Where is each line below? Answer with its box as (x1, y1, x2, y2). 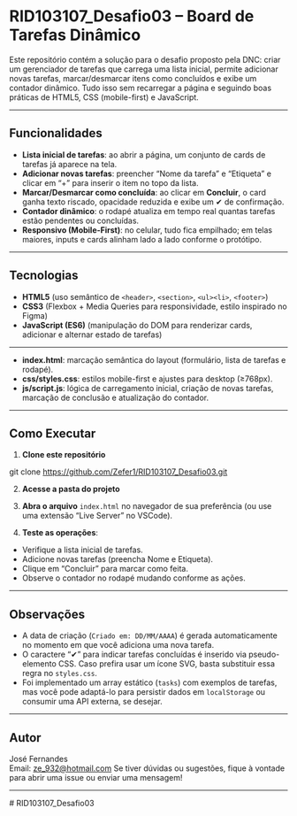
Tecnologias (9, 268, 79, 283)
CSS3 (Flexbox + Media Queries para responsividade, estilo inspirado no (21, 301, 287, 312)
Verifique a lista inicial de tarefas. (21, 544, 143, 555)
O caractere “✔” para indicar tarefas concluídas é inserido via (21, 649, 247, 660)
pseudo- (248, 649, 280, 660)
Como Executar (9, 426, 96, 441)
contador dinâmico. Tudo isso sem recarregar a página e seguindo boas (9, 82, 272, 93)
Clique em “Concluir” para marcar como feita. (21, 564, 188, 574)
